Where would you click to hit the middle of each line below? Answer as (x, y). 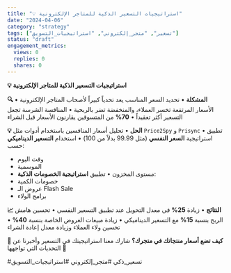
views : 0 (26, 53)
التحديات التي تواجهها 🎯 (37, 248)
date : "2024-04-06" (35, 20)
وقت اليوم (30, 159)
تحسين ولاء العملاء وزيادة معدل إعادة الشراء (64, 227)
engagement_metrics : (37, 46)
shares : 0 (27, 65)
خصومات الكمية (38, 181)
